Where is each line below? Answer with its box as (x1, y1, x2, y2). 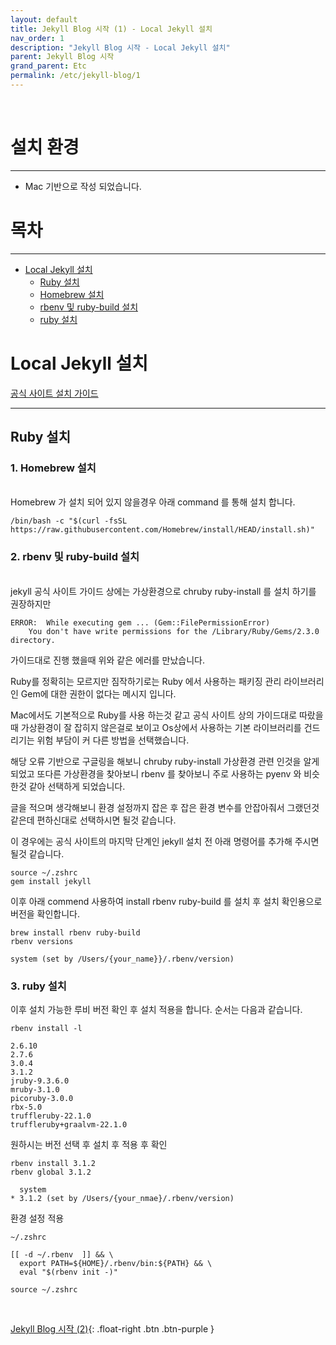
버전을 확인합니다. (10, 907, 81, 920)
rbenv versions (10, 936, 74, 946)
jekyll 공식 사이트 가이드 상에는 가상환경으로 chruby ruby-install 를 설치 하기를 (10, 585, 317, 597)
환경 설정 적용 (10, 1212, 65, 1224)
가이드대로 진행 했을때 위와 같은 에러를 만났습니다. (10, 654, 206, 666)
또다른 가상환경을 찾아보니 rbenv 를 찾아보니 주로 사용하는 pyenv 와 (36, 767, 302, 780)
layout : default (10, 14, 78, 25)
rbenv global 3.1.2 (10, 1167, 92, 1177)
